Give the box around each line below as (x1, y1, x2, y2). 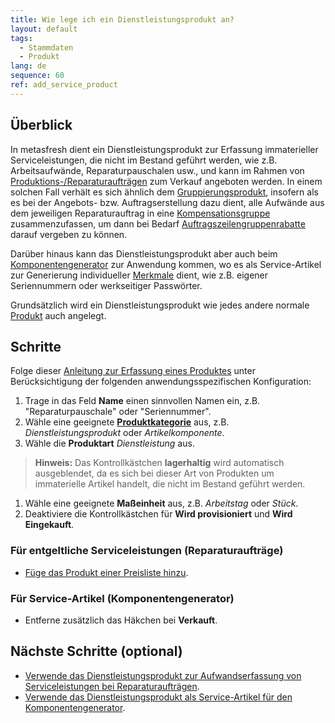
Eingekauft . (24, 519, 75, 531)
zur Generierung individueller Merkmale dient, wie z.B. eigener (10, 269, 269, 281)
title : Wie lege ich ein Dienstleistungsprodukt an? (10, 14, 235, 25)
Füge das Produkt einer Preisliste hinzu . (24, 566, 189, 578)
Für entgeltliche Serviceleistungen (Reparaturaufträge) (10, 544, 284, 558)
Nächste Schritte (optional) (10, 643, 183, 660)
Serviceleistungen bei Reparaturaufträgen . (24, 680, 200, 692)
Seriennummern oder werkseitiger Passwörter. (10, 279, 203, 291)
